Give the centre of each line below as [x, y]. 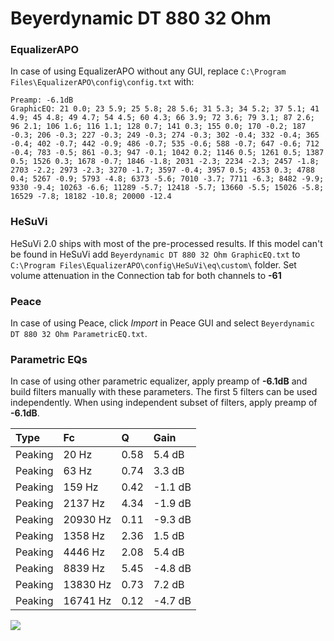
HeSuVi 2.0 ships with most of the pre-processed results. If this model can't [166, 243]
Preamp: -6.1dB [42, 100]
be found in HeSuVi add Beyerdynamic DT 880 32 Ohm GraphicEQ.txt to [155, 254]
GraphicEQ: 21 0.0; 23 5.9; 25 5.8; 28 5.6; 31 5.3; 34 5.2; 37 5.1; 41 [165, 109]
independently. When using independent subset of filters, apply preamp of [164, 403]
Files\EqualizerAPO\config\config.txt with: [102, 82]
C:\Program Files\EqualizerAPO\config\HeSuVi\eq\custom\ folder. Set [153, 264]
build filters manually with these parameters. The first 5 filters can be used [164, 392]
